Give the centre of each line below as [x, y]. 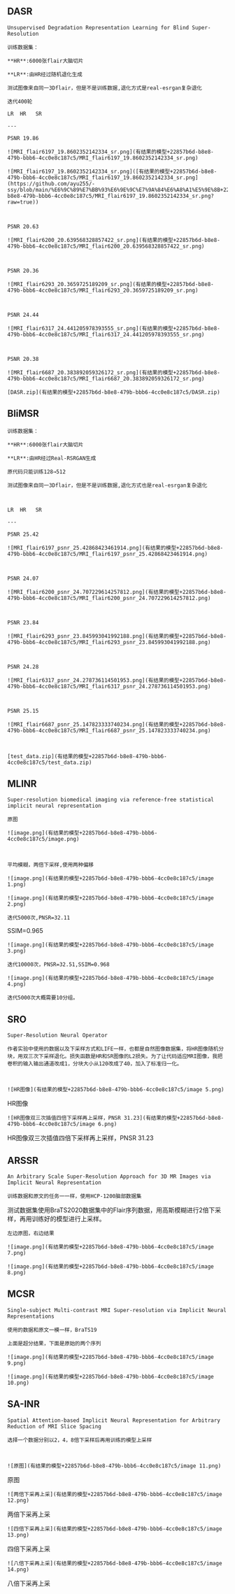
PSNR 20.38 [23, 359]
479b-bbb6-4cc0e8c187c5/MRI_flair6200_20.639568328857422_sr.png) [106, 246]
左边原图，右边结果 [31, 1234]
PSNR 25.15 [23, 711]
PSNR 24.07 [23, 578]
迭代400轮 [20, 101]
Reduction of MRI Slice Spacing [54, 1426]
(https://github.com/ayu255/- [51, 184]
